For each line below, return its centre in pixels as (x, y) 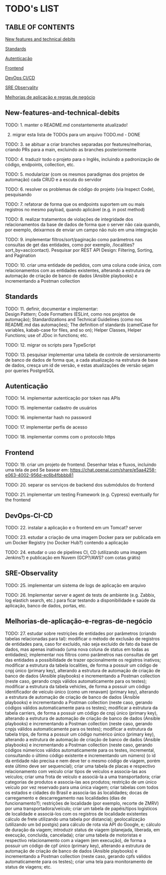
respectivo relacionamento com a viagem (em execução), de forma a (76, 840)
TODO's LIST (32, 9)
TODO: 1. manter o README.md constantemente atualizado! (66, 125)
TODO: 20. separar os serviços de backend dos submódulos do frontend (80, 485)
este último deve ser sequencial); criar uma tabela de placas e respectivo (80, 766)
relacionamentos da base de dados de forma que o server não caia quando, (83, 224)
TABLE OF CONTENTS (40, 27)
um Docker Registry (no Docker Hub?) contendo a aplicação (67, 543)
